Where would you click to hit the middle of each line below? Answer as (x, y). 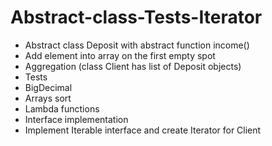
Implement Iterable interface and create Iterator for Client (143, 130)
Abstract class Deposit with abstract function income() (137, 45)
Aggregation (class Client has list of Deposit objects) (133, 66)
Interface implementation (76, 119)
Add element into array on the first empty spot (120, 55)
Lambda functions (62, 108)
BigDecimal (48, 87)
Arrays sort (48, 98)
